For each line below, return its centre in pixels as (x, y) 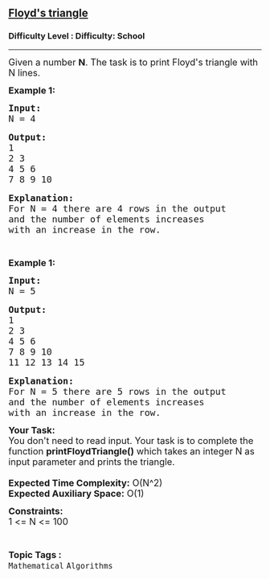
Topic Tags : (35, 554)
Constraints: (36, 511)
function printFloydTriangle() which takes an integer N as (131, 451)
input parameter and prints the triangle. (92, 462)
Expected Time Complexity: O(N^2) (86, 483)
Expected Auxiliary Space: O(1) (76, 493)
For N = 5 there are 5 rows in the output (117, 391)
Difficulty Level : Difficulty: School (77, 36)
